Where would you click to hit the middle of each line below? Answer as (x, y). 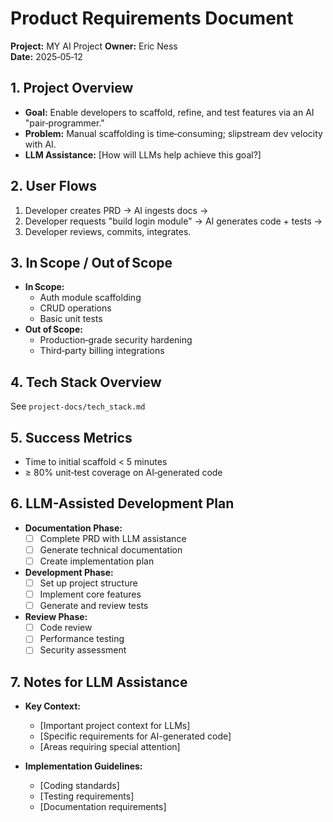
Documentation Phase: (73, 528)
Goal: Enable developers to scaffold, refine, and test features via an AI (169, 112)
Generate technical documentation (111, 549)
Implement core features (90, 594)
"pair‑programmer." (64, 123)
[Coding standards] (79, 786)
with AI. (40, 144)
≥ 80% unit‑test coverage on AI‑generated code (123, 472)
